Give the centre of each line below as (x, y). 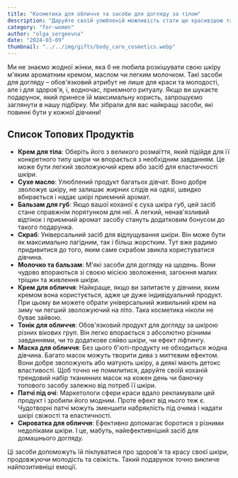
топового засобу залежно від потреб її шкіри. (87, 385)
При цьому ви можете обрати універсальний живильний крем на (117, 302)
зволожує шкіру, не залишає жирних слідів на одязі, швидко (109, 189)
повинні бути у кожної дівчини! (54, 112)
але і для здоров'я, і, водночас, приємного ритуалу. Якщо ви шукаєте (113, 90)
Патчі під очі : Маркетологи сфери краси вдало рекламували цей (116, 393)
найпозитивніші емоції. (42, 467)
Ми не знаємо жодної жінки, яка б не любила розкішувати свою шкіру (114, 67)
